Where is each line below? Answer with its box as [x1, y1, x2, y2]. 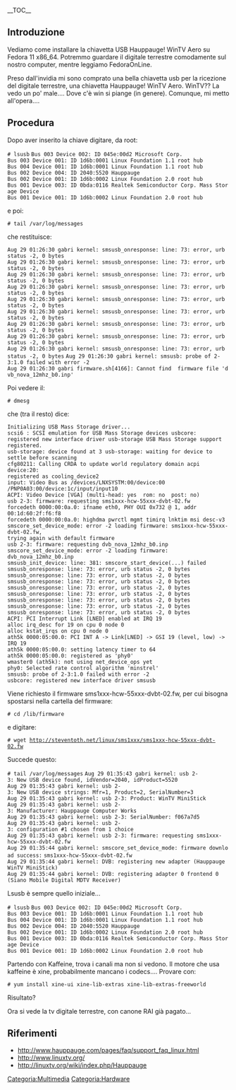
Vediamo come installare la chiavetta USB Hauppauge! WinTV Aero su [7, 45, 211, 54]
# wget [7, 737, 27, 744]
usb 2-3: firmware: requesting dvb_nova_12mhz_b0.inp [7, 541, 169, 548]
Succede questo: [7, 755, 57, 763]
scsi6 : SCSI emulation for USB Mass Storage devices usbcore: [7, 429, 197, 437]
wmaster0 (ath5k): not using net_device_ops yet [7, 658, 153, 665]
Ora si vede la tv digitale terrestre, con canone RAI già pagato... [7, 1007, 192, 1015]
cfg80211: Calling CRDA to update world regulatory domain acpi [7, 460, 200, 467]
